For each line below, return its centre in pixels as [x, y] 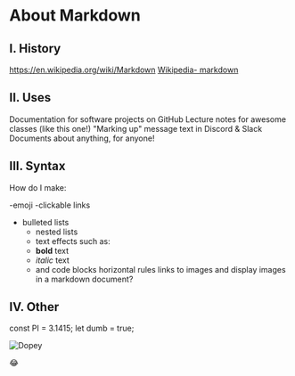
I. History [35, 49]
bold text [52, 250]
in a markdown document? [84, 279]
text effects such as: [73, 241]
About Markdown [75, 16]
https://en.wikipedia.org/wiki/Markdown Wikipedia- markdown [124, 69]
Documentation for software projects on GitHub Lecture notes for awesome [148, 119]
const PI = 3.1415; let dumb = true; [72, 328]
